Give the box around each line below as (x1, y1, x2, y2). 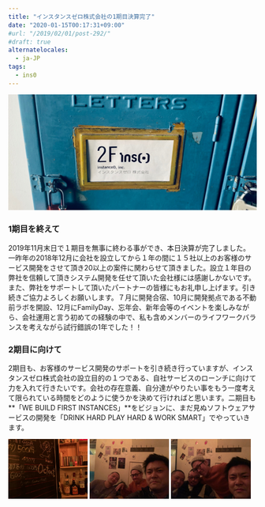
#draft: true (8, 38, 51, 46)
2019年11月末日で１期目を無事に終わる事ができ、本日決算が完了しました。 (8, 243, 251, 252)
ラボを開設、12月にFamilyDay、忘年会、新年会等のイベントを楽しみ (14, 302, 236, 312)
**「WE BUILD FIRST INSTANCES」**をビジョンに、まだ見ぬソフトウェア (8, 403, 248, 413)
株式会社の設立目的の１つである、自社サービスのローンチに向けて (42, 373, 256, 383)
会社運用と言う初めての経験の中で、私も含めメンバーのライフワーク (21, 312, 243, 322)
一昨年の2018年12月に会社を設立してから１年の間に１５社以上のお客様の (8, 253, 245, 263)
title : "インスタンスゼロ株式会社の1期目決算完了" (8, 13, 155, 21)
